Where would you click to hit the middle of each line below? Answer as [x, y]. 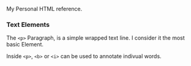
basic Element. [25, 45]
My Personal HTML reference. [44, 9]
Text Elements [28, 24]
